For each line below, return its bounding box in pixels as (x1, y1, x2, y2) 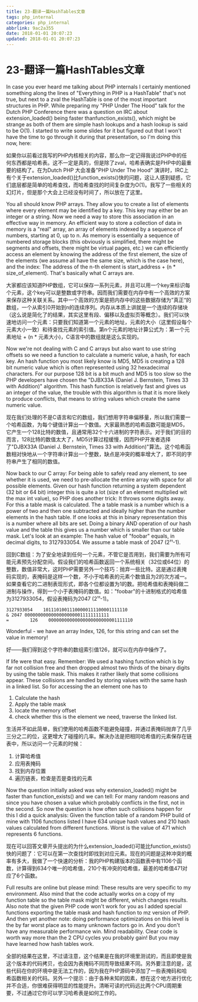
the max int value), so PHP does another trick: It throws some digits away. (6, 495, 185, 502)
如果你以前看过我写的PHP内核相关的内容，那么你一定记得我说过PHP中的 (6, 152, 182, 159)
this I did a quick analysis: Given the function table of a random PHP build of (6, 811, 191, 818)
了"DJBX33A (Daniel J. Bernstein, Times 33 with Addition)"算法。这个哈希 (6, 443, 186, 450)
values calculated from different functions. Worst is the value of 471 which (6, 824, 187, 831)
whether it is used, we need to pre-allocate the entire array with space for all (6, 476, 192, 483)
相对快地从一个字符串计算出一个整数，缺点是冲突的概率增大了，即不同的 (11, 450, 187, 457)
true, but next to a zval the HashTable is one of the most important (6, 96, 167, 103)
